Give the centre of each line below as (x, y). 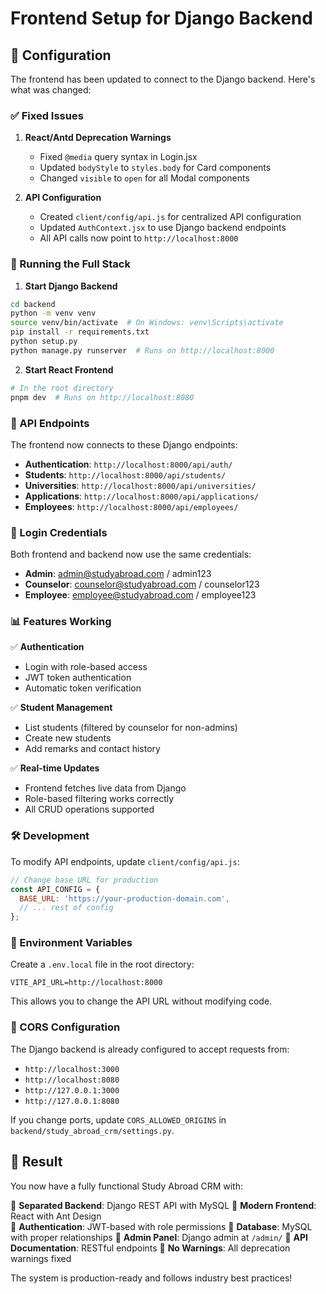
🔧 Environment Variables (71, 943)
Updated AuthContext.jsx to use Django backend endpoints (163, 228)
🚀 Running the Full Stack (70, 264)
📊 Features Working (61, 622)
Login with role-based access (86, 667)
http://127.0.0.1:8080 (72, 1101)
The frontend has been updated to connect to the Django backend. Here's (163, 79)
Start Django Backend (71, 286)
